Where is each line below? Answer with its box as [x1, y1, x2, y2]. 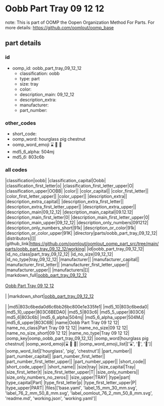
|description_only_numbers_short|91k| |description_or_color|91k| [5, 225, 136, 231]
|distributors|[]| [5, 236, 36, 242]
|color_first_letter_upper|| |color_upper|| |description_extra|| [5, 194, 127, 200]
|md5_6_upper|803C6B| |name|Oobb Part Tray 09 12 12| [5, 320, 120, 326]
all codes [5, 166, 28, 173]
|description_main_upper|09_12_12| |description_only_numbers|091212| [5, 220, 149, 226]
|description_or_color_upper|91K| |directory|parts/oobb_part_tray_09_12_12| [5, 230, 158, 236]
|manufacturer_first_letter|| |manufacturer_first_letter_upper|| [5, 262, 129, 268]
